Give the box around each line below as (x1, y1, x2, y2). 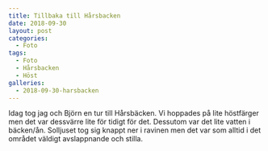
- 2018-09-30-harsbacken (15, 86, 99, 95)
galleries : (8, 79, 45, 87)
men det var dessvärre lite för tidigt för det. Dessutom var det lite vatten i (8, 117, 251, 127)
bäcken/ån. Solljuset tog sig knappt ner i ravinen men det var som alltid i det (8, 125, 262, 135)
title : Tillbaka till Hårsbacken (8, 11, 121, 20)
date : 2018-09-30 (8, 19, 67, 27)
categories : (8, 34, 48, 43)
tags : (8, 49, 27, 57)
